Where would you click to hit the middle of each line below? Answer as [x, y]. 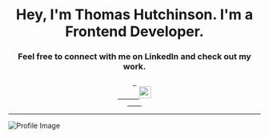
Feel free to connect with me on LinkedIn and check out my [134, 57]
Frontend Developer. [134, 32]
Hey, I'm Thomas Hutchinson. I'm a [134, 15]
